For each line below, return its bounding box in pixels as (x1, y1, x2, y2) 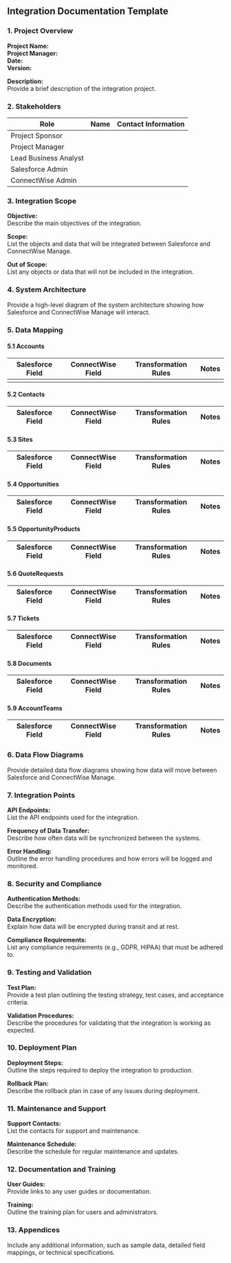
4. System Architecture (7, 285, 87, 294)
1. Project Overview (7, 26, 74, 36)
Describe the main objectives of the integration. (7, 219, 142, 228)
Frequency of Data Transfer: (7, 826, 90, 834)
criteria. (7, 997, 30, 1006)
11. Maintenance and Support (7, 1103, 107, 1113)
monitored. (7, 861, 38, 870)
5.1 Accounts (7, 342, 45, 350)
